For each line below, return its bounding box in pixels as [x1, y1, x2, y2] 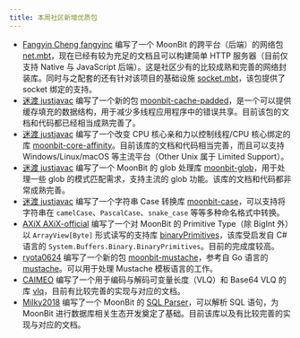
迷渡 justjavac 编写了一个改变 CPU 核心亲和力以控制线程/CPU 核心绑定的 [21, 128, 291, 139]
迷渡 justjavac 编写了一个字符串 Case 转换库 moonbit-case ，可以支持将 [21, 195, 287, 206]
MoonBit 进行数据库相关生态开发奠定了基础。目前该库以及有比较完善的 [21, 308, 284, 318]
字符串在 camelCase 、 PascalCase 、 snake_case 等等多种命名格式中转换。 [21, 207, 285, 218]
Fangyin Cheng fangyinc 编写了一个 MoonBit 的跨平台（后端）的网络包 [21, 39, 284, 49]
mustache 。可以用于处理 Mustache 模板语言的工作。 [21, 263, 218, 273]
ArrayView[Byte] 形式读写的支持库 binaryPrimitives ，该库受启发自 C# [32, 230, 288, 240]
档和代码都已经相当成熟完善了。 [21, 117, 141, 128]
